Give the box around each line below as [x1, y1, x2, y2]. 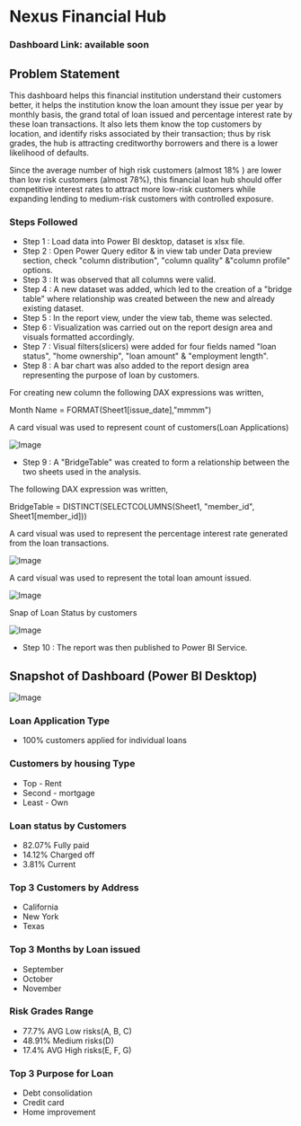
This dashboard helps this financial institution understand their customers [9, 90, 282, 101]
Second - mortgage [22, 787, 96, 798]
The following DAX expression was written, [9, 483, 169, 495]
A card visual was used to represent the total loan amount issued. [9, 572, 252, 583]
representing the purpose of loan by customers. [22, 370, 200, 381]
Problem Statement [9, 66, 120, 82]
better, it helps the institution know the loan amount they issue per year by [9, 99, 284, 110]
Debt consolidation [22, 1087, 93, 1098]
